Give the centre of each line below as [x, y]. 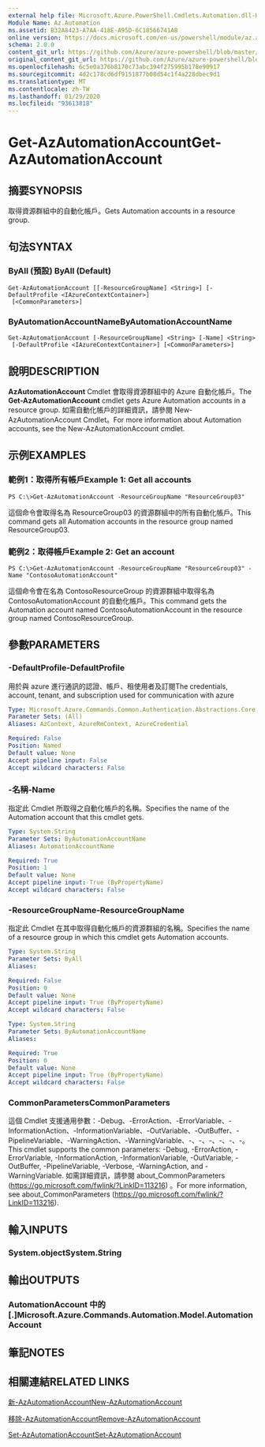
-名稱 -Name [32, 789]
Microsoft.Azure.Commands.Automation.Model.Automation [135, 1315]
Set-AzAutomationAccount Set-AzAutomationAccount [95, 1435]
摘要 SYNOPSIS [45, 190]
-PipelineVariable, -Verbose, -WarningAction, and [123, 1167]
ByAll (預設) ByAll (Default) [60, 271]
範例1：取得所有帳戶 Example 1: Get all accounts [100, 480]
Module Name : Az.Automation [54, 23]
